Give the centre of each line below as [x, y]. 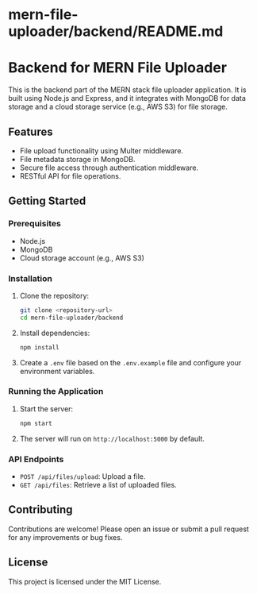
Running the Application [56, 391]
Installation [31, 278]
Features [31, 131]
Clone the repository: [54, 295]
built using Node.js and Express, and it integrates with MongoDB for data [127, 98]
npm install [39, 347]
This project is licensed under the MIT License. [85, 581]
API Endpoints [36, 459]
